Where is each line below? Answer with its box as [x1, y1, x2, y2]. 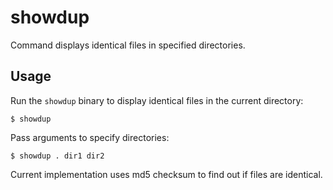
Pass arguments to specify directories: [10, 131, 170, 143]
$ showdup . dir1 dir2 [10, 151, 105, 161]
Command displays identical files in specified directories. [10, 39, 246, 51]
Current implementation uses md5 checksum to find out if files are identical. [10, 168, 323, 180]
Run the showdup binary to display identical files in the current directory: [10, 94, 304, 106]
